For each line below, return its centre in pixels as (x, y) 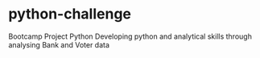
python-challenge (70, 14)
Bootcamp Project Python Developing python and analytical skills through (130, 36)
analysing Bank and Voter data (59, 44)
